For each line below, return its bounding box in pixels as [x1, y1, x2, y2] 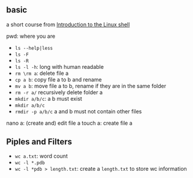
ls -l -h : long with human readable [14, 63, 104, 70]
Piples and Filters [6, 137, 73, 147]
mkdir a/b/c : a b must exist [14, 95, 83, 102]
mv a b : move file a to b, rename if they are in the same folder [14, 82, 167, 89]
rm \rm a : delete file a [14, 70, 69, 77]
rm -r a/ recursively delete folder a [14, 89, 103, 96]
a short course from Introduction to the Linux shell [6, 20, 130, 28]
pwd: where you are [6, 32, 56, 40]
